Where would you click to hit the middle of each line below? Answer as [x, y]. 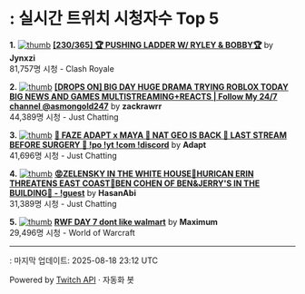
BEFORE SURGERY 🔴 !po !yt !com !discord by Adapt [108, 144]
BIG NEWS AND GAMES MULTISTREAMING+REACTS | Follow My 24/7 [144, 96]
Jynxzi [23, 58]
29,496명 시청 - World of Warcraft [72, 232]
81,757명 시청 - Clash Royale [62, 68]
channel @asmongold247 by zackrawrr [86, 106]
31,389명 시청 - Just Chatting [63, 203]
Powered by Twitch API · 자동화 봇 [72, 279]
